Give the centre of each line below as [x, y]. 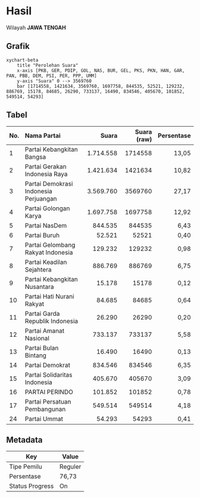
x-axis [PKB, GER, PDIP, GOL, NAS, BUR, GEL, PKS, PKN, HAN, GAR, [101, 70]
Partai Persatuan [48, 401]
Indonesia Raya [46, 174]
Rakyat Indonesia [49, 252]
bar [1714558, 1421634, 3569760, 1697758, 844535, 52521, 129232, [101, 86]
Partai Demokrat [47, 365]
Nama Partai [43, 136]
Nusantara [40, 287]
